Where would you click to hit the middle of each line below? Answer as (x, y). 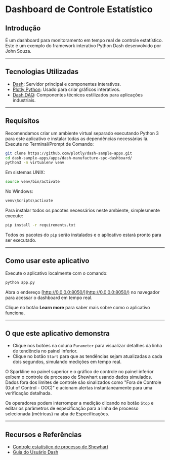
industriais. (24, 100)
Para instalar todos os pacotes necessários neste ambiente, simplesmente (83, 210)
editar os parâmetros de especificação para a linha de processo (72, 408)
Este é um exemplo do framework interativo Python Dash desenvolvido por (83, 46)
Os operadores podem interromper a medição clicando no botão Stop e (79, 403)
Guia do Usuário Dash (35, 452)
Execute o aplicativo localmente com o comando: (56, 273)
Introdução (23, 28)
